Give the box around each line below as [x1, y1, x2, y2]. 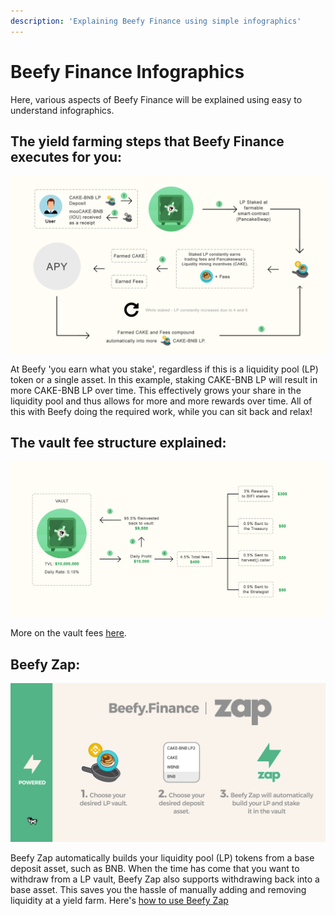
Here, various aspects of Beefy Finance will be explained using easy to [10, 93, 303, 105]
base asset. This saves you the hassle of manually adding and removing [10, 884, 307, 896]
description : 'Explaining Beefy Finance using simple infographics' [10, 16, 302, 26]
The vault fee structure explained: [10, 435, 227, 452]
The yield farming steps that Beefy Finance [10, 133, 285, 150]
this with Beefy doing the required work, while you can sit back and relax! [10, 405, 313, 417]
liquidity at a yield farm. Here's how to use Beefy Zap [10, 895, 229, 907]
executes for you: [10, 148, 123, 165]
